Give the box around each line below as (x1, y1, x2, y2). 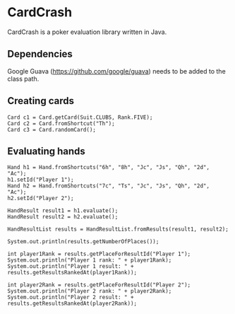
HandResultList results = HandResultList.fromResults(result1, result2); (7, 226, 229, 233)
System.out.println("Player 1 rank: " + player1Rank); (7, 257, 172, 264)
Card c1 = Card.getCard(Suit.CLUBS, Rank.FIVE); (7, 114, 153, 121)
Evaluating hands (7, 145, 86, 157)
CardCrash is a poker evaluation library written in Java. (7, 28, 167, 36)
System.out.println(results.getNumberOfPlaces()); (7, 238, 159, 245)
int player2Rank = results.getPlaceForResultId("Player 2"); (7, 281, 191, 289)
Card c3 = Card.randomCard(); (7, 126, 97, 133)
